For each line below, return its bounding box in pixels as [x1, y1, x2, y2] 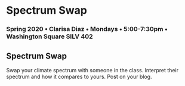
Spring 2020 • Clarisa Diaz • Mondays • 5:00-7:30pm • [6, 25, 168, 33]
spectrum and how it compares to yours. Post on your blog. [6, 73, 152, 80]
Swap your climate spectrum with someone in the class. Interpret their [6, 66, 179, 73]
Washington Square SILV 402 [6, 32, 94, 41]
